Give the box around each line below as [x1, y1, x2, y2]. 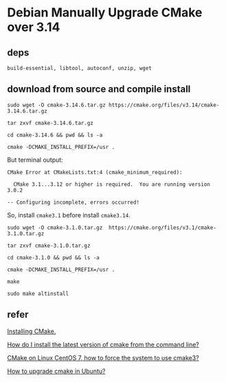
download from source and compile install [7, 84, 191, 95]
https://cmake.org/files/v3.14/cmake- [109, 102, 220, 108]
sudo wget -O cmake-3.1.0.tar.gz [7, 224, 103, 231]
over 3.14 [7, 19, 60, 35]
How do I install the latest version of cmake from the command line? [7, 340, 199, 348]
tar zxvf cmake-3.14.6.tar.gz [7, 119, 94, 126]
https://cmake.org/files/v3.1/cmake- [109, 224, 216, 231]
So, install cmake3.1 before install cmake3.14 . [7, 211, 131, 219]
